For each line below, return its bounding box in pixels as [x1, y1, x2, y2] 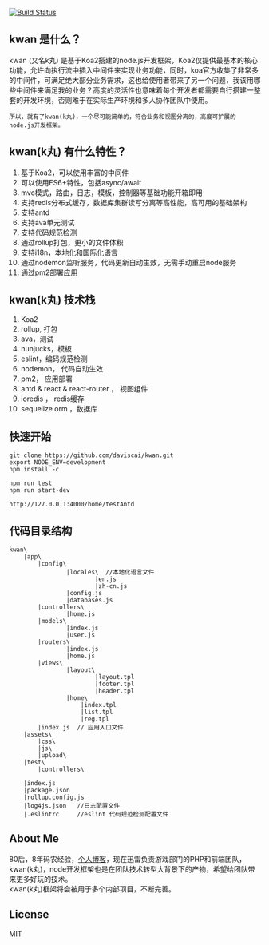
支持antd [20, 208, 50, 217]
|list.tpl [80, 708, 113, 717]
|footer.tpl [94, 680, 135, 689]
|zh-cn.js [94, 582, 128, 590]
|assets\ [23, 731, 53, 739]
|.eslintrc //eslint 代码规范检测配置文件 [23, 811, 169, 819]
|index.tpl [80, 701, 117, 709]
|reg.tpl [80, 715, 110, 723]
